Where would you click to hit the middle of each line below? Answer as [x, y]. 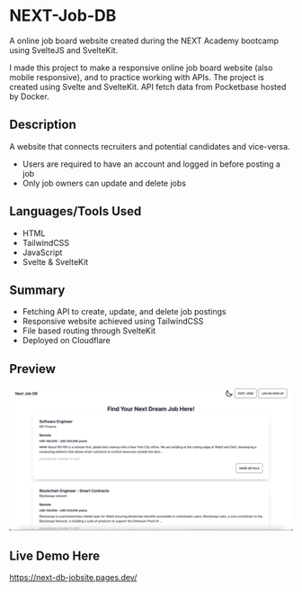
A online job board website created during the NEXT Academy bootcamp [144, 41]
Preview [33, 369]
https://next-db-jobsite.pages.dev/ [73, 577]
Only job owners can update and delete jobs [104, 183]
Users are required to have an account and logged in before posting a [151, 164]
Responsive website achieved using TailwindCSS [113, 322]
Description [43, 125]
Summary [37, 290]
